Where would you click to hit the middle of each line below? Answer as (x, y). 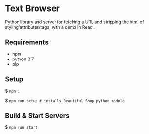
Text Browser (32, 8)
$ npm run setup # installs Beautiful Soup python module (65, 100)
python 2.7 (23, 59)
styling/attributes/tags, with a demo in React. (50, 27)
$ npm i (13, 91)
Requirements (27, 42)
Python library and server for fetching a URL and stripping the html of (74, 22)
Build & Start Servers (37, 115)
